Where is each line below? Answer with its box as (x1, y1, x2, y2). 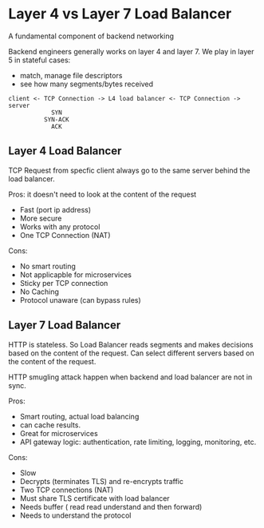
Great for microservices (19, 428, 98, 438)
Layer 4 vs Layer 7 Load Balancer (8, 5, 232, 23)
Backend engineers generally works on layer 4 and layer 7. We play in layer (8, 46, 254, 56)
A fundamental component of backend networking (8, 31, 174, 41)
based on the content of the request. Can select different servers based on (8, 348, 255, 358)
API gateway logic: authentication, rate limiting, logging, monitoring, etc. (19, 437, 257, 447)
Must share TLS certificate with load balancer (19, 493, 170, 503)
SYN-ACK (43, 115, 69, 124)
